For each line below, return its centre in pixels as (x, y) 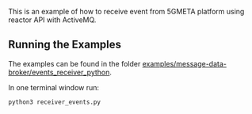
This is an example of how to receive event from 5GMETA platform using (126, 11)
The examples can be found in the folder (74, 63)
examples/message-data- (185, 63)
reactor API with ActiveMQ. (52, 20)
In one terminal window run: (54, 87)
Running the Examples (65, 45)
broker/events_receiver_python (59, 72)
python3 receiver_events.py (55, 102)
